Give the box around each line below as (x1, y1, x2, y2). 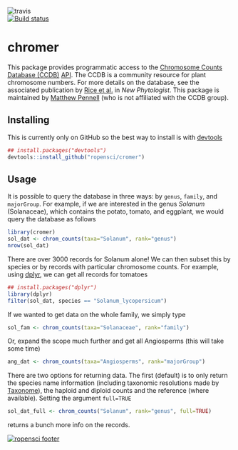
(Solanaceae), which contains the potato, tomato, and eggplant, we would (7, 207, 224, 216)
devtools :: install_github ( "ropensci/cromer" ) (7, 154, 145, 161)
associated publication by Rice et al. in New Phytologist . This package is (7, 86, 219, 94)
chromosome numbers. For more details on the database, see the (7, 78, 200, 86)
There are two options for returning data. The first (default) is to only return (7, 371, 228, 380)
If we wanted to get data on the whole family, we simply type (7, 310, 186, 319)
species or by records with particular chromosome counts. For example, (7, 262, 219, 271)
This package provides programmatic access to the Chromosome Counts (7, 63, 223, 71)
